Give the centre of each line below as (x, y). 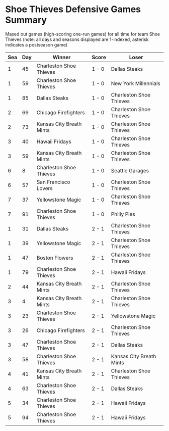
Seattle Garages (130, 170)
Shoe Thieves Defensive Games (73, 9)
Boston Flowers (55, 258)
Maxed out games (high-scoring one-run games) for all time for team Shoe (82, 34)
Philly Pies (123, 214)
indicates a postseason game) (36, 44)
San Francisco (53, 182)
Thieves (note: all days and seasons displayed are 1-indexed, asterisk (77, 39)
